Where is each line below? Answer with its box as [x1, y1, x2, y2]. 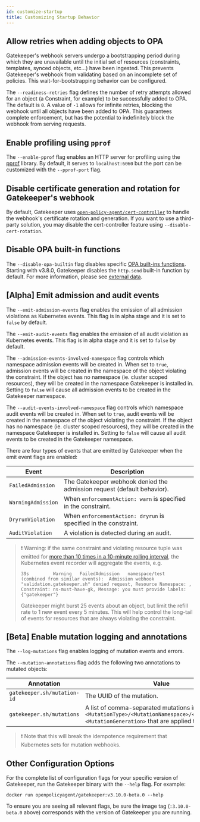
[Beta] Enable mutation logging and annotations [6, 632, 187, 642]
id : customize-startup [6, 8, 62, 15]
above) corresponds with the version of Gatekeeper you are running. [23, 809, 192, 816]
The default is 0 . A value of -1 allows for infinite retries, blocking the [6, 102, 173, 109]
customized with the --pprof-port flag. [6, 166, 102, 173]
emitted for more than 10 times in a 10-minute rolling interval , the [20, 553, 179, 560]
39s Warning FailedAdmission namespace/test [20, 570, 165, 577]
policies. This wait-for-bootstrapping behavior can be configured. [6, 77, 167, 84]
